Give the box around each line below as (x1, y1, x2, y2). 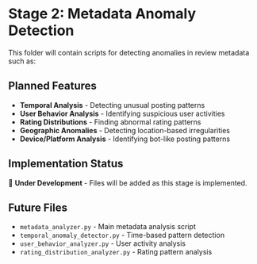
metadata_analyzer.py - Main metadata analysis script (19, 222, 196, 231)
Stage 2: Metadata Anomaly (8, 5, 197, 23)
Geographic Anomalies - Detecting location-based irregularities (19, 125, 230, 135)
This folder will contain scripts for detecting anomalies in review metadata (8, 48, 250, 57)
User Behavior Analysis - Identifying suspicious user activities (19, 109, 225, 118)
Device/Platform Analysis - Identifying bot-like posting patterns (19, 134, 231, 143)
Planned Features (8, 79, 98, 93)
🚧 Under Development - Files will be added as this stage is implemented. (8, 178, 247, 187)
